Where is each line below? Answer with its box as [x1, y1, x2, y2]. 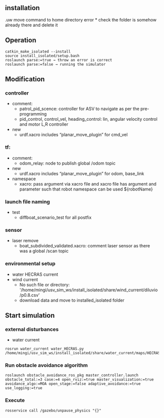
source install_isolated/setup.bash [5, 53, 80, 58]
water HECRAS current [12, 271, 59, 277]
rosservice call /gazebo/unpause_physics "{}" [5, 408, 102, 413]
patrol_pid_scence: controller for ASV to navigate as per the [19, 106, 140, 112]
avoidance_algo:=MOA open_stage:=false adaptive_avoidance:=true [5, 381, 141, 386]
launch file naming [5, 198, 50, 205]
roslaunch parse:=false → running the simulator [5, 62, 106, 67]
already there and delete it [5, 22, 58, 28]
